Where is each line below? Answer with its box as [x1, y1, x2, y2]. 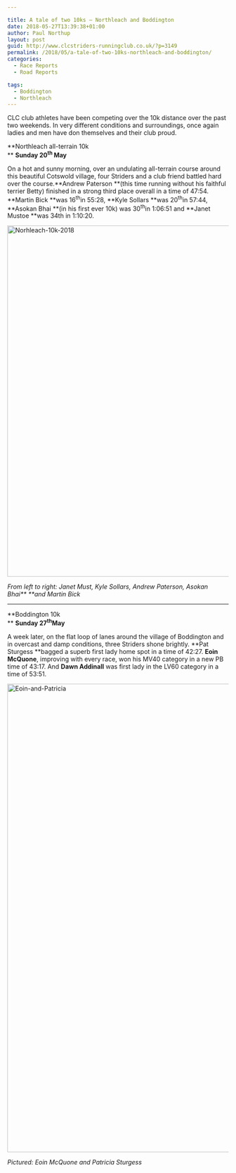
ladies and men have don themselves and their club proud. [7, 129, 177, 137]
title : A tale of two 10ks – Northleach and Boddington [7, 16, 174, 23]
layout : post [7, 36, 46, 43]
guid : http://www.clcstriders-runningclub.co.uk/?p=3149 [7, 43, 178, 50]
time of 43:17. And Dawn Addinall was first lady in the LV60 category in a [7, 662, 219, 671]
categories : [7, 55, 42, 63]
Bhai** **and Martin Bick [7, 590, 81, 598]
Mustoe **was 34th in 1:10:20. [7, 211, 95, 220]
